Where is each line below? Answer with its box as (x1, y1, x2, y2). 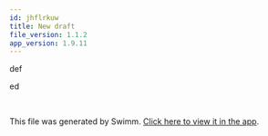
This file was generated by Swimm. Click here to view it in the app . (9, 116, 260, 127)
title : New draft (9, 22, 76, 31)
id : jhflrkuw (9, 13, 59, 23)
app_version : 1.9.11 (9, 38, 88, 48)
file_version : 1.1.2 (9, 30, 88, 39)
